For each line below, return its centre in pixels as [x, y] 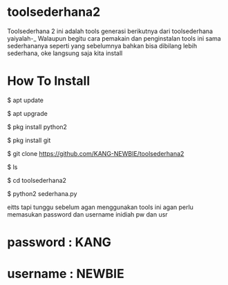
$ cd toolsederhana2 [37, 180]
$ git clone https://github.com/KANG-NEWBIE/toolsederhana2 [96, 153]
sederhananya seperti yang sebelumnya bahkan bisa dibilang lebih [102, 46]
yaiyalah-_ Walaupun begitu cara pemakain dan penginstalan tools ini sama [114, 38]
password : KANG [59, 243]
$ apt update [25, 100]
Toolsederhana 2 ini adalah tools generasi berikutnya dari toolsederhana [110, 31]
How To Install [49, 81]
